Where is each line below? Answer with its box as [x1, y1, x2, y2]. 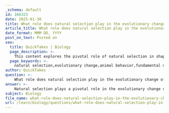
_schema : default [5, 7, 42, 12]
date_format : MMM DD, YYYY [5, 30, 62, 35]
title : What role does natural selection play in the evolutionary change [5, 21, 165, 26]
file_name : [5, 95, 28, 100]
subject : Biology [5, 91, 42, 96]
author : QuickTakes [5, 68, 46, 73]
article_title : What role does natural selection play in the [5, 26, 138, 31]
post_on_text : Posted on [5, 35, 57, 40]
